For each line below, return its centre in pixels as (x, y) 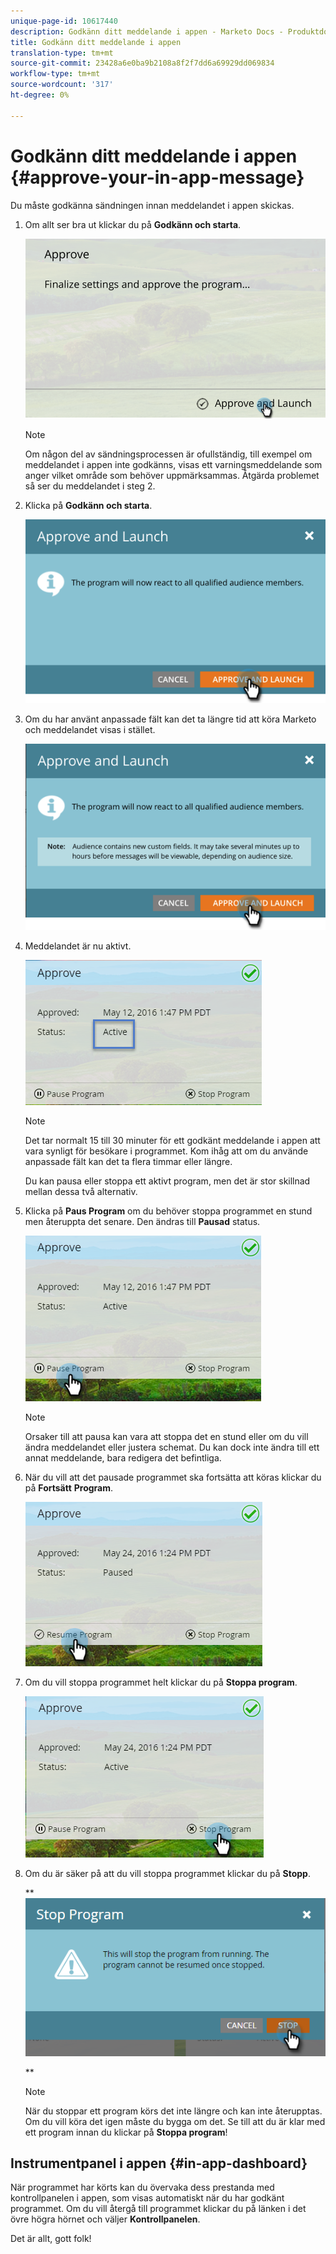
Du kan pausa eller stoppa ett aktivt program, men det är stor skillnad (167, 1181)
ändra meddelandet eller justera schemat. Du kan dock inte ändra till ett (172, 1447)
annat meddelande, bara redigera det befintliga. (123, 1457)
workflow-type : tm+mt (55, 74)
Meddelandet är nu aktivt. (78, 946)
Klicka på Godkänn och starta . (88, 506)
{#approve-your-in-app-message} (157, 177)
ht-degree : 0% (40, 95)
